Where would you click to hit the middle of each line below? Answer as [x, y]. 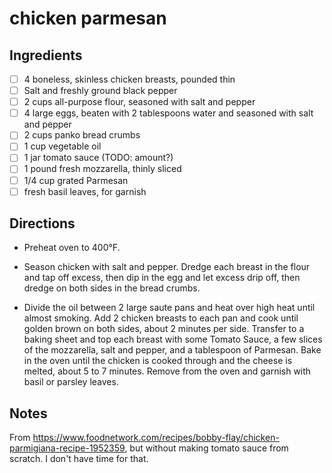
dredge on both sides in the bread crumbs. [112, 288]
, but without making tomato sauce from [206, 448]
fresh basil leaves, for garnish [85, 191]
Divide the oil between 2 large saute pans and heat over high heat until [169, 308]
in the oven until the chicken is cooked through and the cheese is [158, 361]
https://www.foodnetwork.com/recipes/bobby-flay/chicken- [156, 438]
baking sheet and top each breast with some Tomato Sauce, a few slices [173, 339]
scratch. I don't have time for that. [79, 459]
